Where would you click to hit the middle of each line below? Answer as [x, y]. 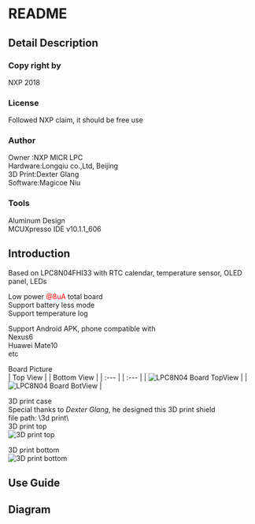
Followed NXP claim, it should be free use [76, 120]
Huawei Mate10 [33, 345]
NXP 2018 [24, 82]
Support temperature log [48, 313]
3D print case [30, 401]
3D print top [28, 426]
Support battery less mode [52, 305]
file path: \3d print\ [39, 417]
